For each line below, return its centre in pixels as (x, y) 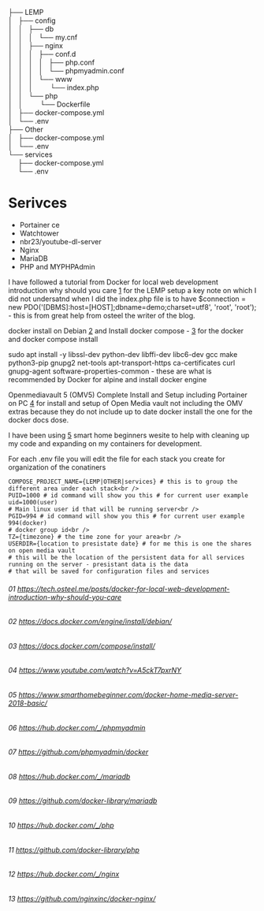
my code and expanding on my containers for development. (105, 443)
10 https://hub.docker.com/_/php (61, 825)
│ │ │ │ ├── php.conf (52, 62)
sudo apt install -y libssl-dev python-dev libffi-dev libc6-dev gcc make (123, 354)
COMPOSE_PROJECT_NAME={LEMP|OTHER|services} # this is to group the (123, 482)
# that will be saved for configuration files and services (109, 571)
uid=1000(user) (33, 502)
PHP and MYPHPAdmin (58, 266)
